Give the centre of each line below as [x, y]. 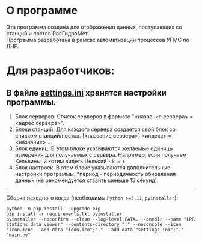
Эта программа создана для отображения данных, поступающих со [94, 27]
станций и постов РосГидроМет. [47, 33]
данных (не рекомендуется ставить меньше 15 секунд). [87, 180]
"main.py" [19, 235]
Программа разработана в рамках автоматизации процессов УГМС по [98, 40]
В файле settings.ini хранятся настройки [87, 93]
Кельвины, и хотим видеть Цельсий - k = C [70, 161]
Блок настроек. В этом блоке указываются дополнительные [93, 167]
